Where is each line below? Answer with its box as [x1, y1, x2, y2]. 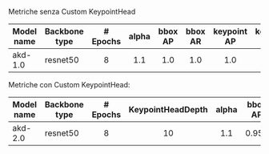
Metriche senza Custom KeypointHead [8, 7, 136, 16]
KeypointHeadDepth [128, 104, 208, 115]
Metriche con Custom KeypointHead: [8, 80, 130, 89]
